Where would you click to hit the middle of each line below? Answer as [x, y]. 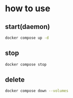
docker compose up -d [27, 38]
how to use [28, 9]
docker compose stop [26, 64]
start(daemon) [27, 27]
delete [15, 80]
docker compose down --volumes [37, 91]
